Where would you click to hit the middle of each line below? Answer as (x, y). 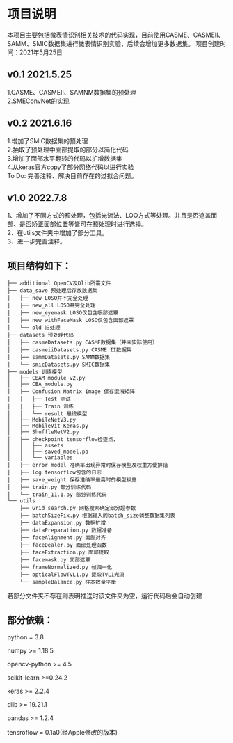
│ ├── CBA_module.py (40, 384)
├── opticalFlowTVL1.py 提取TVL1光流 (72, 575)
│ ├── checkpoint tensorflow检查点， (63, 440)
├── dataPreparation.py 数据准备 (66, 530)
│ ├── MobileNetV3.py (42, 420)
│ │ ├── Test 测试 (39, 399)
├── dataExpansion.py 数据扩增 (63, 523)
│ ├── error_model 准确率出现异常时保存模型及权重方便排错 (88, 465)
